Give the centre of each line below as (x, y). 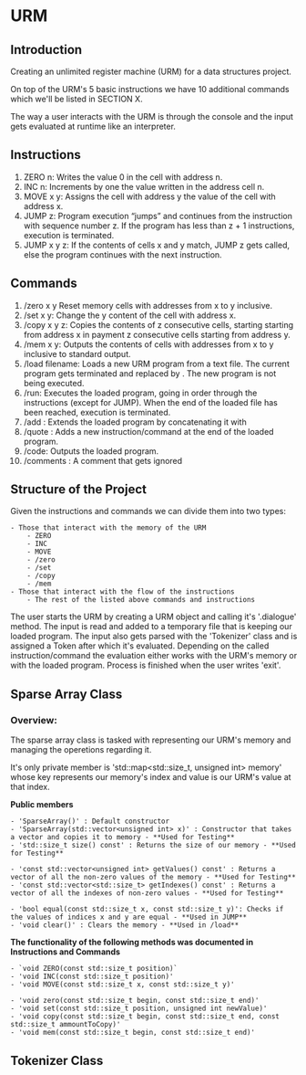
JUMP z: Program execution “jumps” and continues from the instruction (158, 216)
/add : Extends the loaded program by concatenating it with (135, 422)
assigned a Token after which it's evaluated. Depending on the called (140, 646)
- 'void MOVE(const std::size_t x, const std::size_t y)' (122, 985)
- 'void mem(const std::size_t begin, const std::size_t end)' (133, 1033)
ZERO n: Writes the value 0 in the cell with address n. (123, 177)
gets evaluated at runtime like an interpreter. (93, 126)
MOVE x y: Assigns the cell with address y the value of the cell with (149, 196)
